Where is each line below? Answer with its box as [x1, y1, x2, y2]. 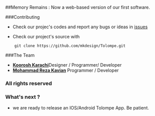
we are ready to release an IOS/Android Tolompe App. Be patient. [12, 105, 149, 111]
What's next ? [5, 93, 41, 100]
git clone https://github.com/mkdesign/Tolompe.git [14, 43, 126, 48]
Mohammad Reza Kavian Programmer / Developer [12, 68, 119, 73]
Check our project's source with [12, 34, 80, 39]
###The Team [5, 52, 35, 58]
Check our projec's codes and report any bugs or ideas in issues [12, 24, 148, 30]
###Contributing [5, 14, 40, 20]
